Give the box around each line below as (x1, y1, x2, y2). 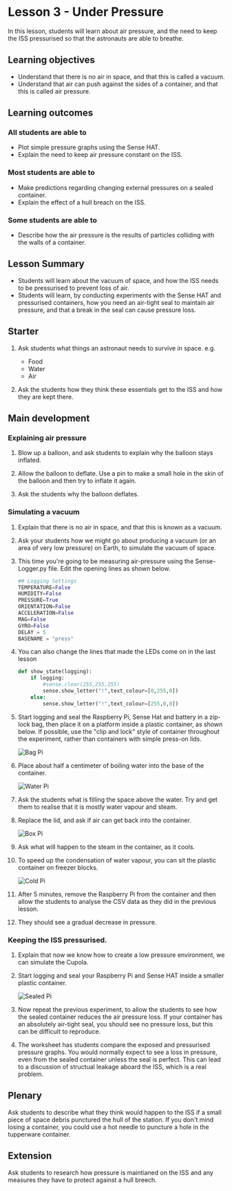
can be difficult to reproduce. (17, 1027, 101, 1035)
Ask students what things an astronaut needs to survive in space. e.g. (17, 344, 216, 352)
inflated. (17, 456, 42, 465)
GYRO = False (17, 622, 50, 629)
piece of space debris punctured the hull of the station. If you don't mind (8, 1115, 214, 1124)
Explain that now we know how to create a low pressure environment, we (17, 951, 225, 959)
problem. (17, 1070, 44, 1078)
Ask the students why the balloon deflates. (17, 490, 140, 498)
